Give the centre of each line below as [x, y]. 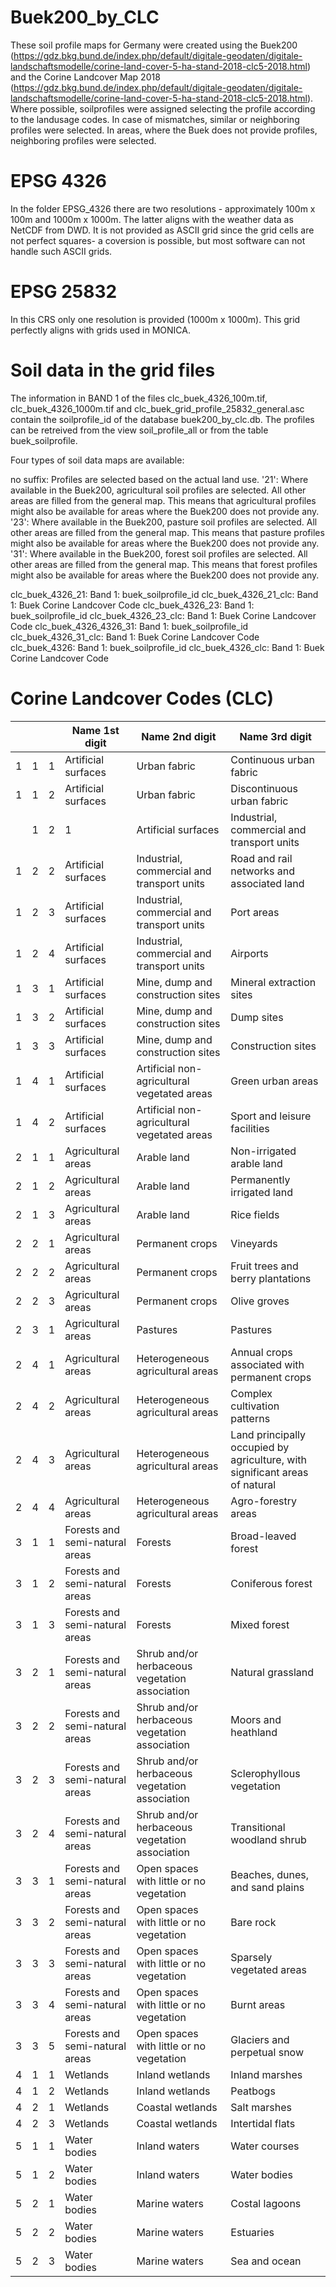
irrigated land [261, 1192]
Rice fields [255, 1214]
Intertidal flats [263, 2123]
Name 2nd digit [179, 736]
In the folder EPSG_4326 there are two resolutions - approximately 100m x [163, 208]
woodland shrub [268, 1839]
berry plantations [271, 1278]
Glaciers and [260, 2039]
